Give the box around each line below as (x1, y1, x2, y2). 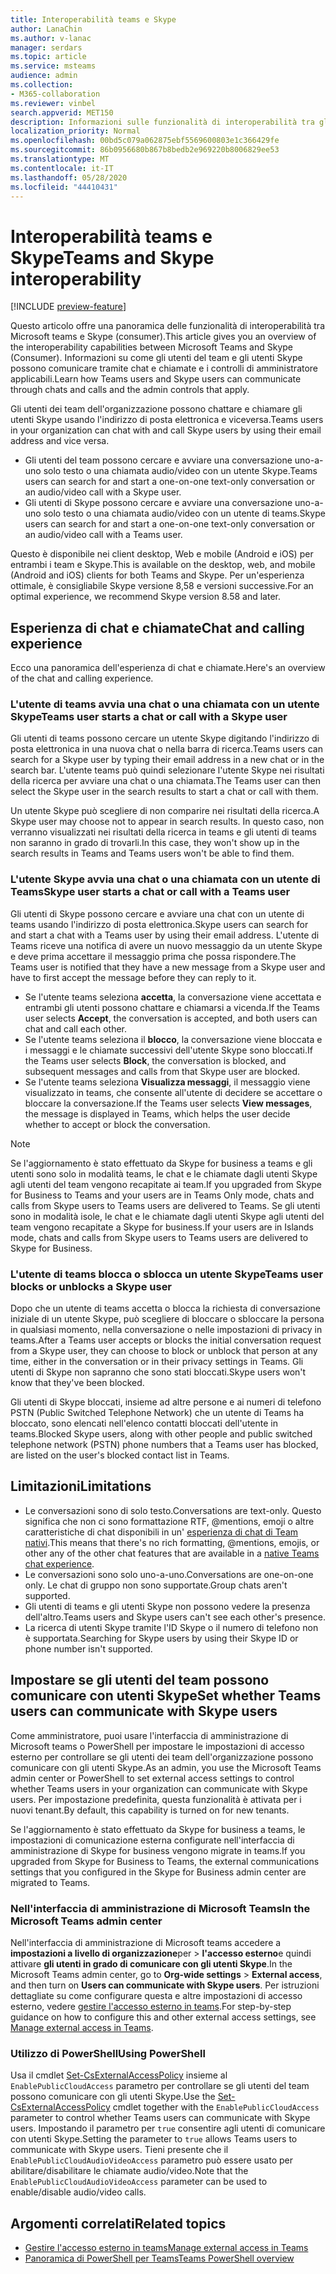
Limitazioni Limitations (10, 1478, 152, 1495)
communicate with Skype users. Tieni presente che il (10, 2144, 229, 2156)
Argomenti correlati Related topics (10, 2215, 227, 2232)
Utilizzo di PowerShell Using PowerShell (10, 2046, 206, 2060)
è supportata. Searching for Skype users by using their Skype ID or (24, 1632, 299, 1644)
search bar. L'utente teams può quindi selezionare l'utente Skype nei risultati (10, 764, 325, 776)
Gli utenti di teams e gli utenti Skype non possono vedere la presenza (24, 1600, 311, 1612)
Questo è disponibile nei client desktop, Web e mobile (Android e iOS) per (10, 548, 314, 560)
